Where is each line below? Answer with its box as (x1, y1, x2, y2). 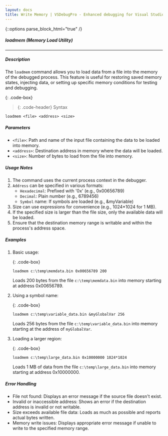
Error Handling (5, 380, 36, 386)
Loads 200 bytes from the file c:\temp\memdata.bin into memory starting (12, 278, 161, 284)
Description (5, 56, 30, 63)
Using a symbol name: (12, 293, 58, 299)
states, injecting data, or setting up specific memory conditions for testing (5, 80, 157, 86)
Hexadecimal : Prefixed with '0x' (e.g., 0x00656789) (19, 188, 125, 194)
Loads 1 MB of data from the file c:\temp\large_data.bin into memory (12, 364, 156, 370)
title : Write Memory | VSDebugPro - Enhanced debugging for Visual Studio (5, 12, 164, 17)
